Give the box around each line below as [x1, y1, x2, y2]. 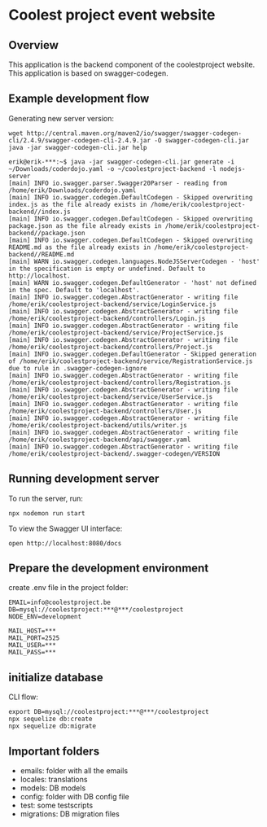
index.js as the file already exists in [8, 200, 148, 208]
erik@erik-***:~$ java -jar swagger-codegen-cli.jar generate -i [8, 157, 234, 166]
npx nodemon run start [8, 509, 85, 518]
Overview [8, 38, 59, 52]
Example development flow [8, 92, 150, 106]
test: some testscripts [20, 800, 94, 811]
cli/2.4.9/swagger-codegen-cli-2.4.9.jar [8, 136, 151, 144]
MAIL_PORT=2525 [8, 634, 60, 642]
